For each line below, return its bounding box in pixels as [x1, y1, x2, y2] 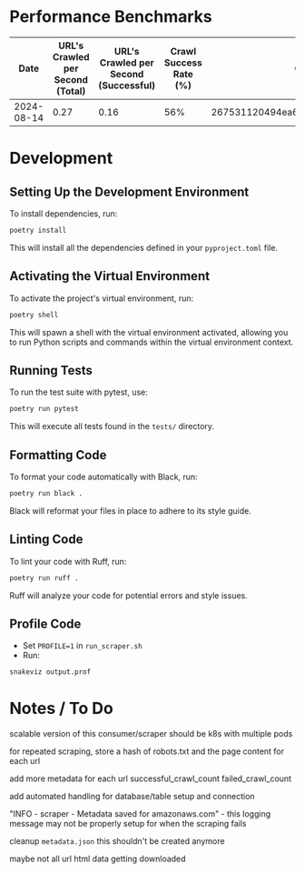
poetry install [9, 226, 67, 235]
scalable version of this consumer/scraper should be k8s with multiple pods [9, 728, 293, 739]
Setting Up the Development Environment [9, 184, 250, 199]
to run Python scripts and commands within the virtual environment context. [9, 336, 294, 347]
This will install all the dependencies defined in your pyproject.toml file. [9, 242, 279, 253]
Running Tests [9, 362, 93, 378]
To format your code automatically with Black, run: [9, 471, 198, 482]
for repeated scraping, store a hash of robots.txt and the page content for [9, 746, 284, 757]
